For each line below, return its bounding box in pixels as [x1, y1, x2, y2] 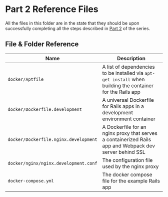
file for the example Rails [102, 177, 160, 184]
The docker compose [102, 171, 152, 178]
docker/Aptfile [7, 76, 44, 82]
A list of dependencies [102, 63, 155, 70]
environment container [102, 115, 156, 122]
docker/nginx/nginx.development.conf [7, 160, 97, 166]
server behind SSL [102, 148, 146, 155]
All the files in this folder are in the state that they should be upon [5, 20, 139, 26]
